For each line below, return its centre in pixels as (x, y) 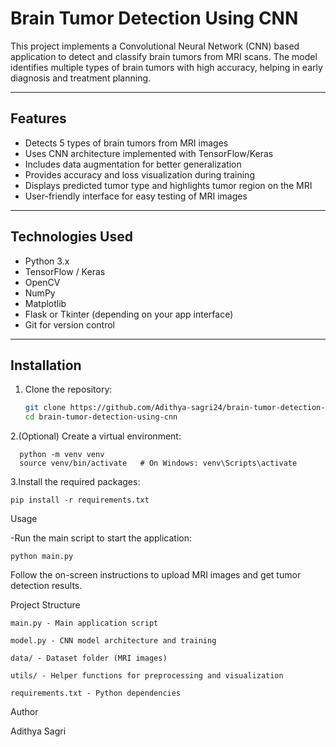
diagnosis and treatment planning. (81, 78)
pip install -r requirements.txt (80, 500)
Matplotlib (45, 303)
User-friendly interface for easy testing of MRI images (136, 196)
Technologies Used (71, 237)
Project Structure (45, 605)
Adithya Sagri (38, 731)
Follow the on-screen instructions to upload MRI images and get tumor (156, 575)
